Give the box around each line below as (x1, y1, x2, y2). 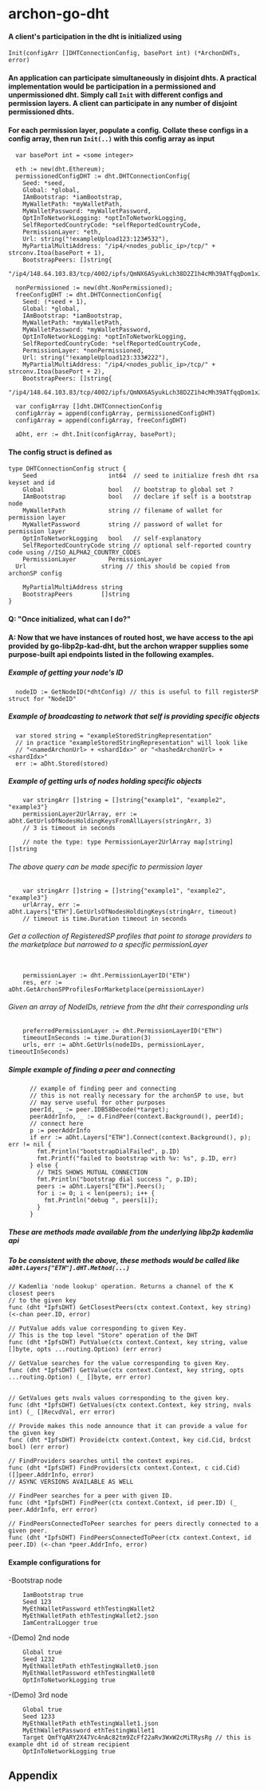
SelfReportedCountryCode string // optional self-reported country (22, 541, 251, 550)
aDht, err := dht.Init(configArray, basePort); (15, 431, 177, 439)
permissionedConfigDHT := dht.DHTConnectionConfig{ (15, 172, 191, 180)
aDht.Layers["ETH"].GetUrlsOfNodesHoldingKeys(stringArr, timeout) (8, 907, 238, 915)
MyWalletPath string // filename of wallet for (22, 507, 223, 515)
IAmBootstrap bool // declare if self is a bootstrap (22, 493, 251, 501)
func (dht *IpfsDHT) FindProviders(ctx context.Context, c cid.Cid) (8, 1464, 241, 1472)
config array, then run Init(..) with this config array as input (8, 133, 215, 144)
